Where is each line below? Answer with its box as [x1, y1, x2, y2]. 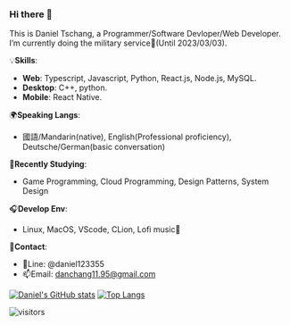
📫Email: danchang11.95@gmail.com [21, 269, 156, 279]
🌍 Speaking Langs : [9, 110, 81, 121]
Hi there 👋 [9, 8, 54, 21]
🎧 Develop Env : [9, 204, 69, 214]
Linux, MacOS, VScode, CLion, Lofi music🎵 [21, 224, 181, 235]
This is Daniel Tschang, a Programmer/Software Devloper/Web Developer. [9, 29, 281, 39]
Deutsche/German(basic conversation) [21, 142, 166, 153]
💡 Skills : [9, 55, 38, 66]
